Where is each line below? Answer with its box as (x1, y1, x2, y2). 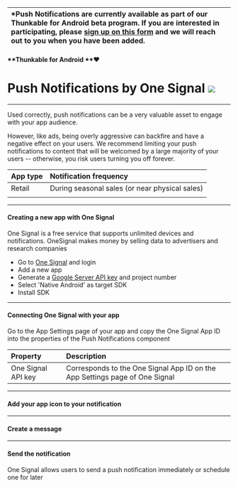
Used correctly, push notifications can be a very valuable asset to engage (7, 110, 223, 119)
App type (11, 171, 43, 181)
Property (11, 351, 42, 361)
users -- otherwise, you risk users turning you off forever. (7, 154, 176, 163)
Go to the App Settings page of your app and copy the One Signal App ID (7, 326, 221, 335)
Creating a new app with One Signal (7, 213, 115, 222)
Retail (11, 183, 30, 193)
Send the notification (7, 449, 71, 458)
